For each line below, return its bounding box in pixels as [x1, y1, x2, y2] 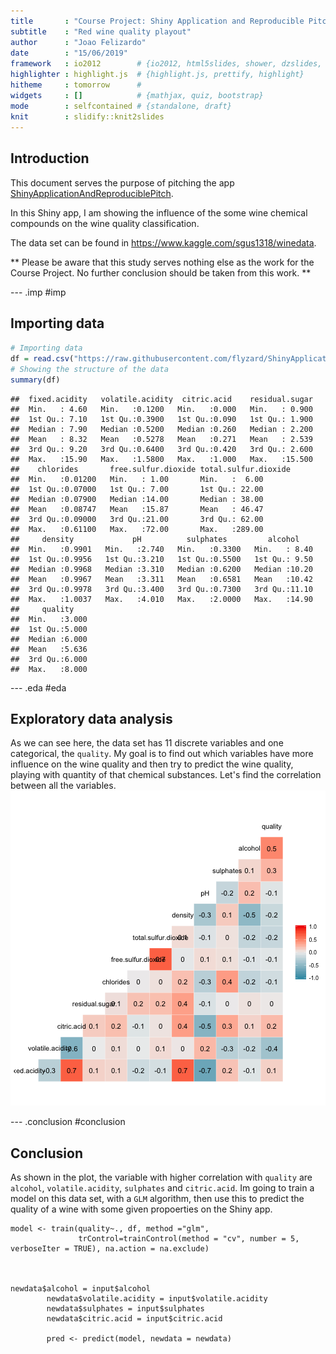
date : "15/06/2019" [10, 48, 128, 58]
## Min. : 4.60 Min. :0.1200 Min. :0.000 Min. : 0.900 [10, 404, 314, 414]
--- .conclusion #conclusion [10, 1116, 126, 1128]
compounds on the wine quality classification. [10, 217, 200, 229]
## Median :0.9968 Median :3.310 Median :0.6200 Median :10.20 [10, 564, 314, 574]
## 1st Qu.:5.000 [10, 624, 88, 634]
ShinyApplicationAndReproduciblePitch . [10, 187, 174, 199]
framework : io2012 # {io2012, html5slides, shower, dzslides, [10, 59, 323, 69]
